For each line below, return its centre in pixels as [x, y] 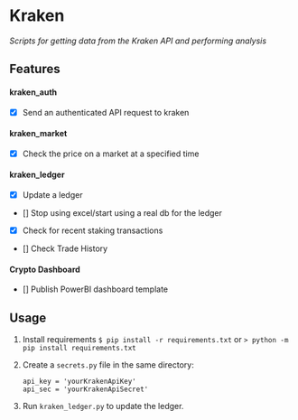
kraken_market [38, 134]
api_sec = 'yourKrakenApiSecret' [85, 389]
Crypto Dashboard [45, 269]
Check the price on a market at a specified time [111, 154]
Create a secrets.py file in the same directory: [108, 365]
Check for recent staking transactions [93, 230]
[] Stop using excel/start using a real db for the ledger [122, 213]
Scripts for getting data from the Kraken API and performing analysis [138, 41]
